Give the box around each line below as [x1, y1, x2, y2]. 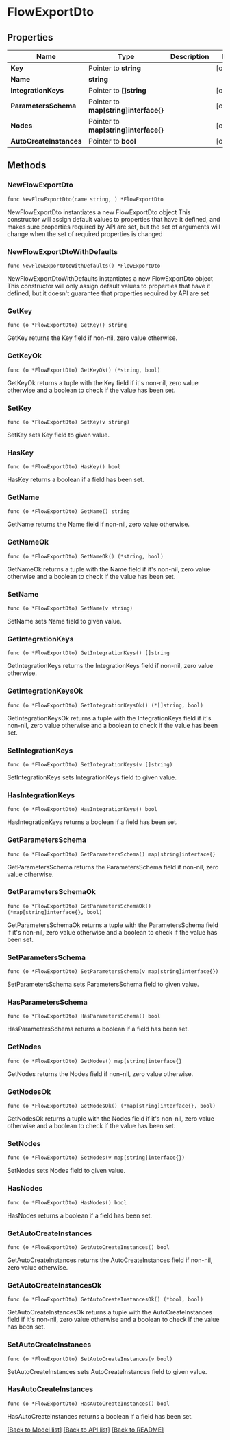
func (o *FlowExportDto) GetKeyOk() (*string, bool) [7, 367, 161, 374]
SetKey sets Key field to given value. [7, 431, 110, 439]
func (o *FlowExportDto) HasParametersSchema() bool [7, 1013, 161, 1020]
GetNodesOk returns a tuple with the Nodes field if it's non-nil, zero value [7, 1115, 214, 1123]
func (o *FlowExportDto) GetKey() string [7, 322, 127, 329]
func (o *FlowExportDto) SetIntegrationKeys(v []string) [7, 761, 173, 768]
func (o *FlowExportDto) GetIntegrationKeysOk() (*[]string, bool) [7, 702, 204, 709]
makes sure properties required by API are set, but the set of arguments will [7, 222, 220, 231]
